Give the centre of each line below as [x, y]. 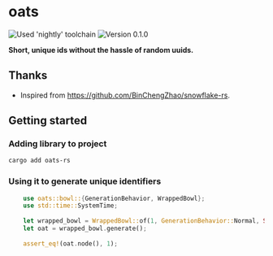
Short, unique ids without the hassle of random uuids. [101, 50]
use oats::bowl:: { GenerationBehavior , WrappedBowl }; [114, 198]
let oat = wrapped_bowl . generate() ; [85, 229]
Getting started [48, 121]
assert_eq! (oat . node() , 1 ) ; [70, 243]
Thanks [28, 76]
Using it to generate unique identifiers [85, 181]
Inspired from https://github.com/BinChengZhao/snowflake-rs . [125, 95]
